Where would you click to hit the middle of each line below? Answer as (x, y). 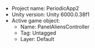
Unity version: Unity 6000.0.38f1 (50, 14)
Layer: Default (37, 39)
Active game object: (36, 21)
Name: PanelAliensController (55, 27)
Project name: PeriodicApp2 (45, 8)
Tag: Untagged (38, 33)
